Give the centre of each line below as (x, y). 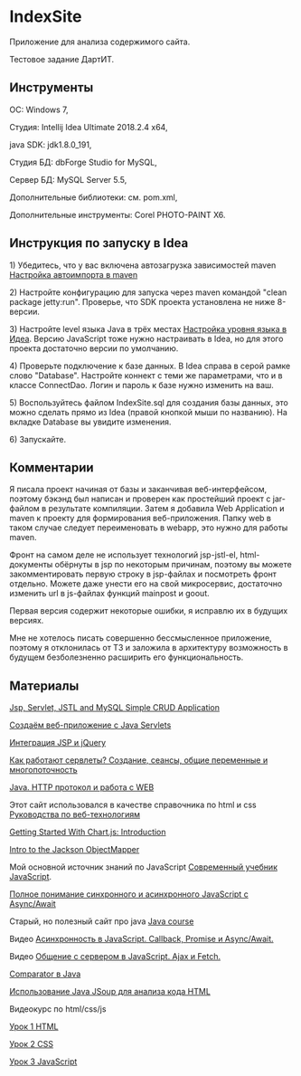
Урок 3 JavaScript (43, 1062)
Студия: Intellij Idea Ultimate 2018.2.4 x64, (89, 127)
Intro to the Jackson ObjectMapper (75, 850)
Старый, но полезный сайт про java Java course (102, 921)
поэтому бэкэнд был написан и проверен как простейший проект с (140, 499)
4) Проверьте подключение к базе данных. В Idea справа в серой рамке (150, 366)
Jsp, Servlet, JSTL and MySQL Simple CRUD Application (114, 708)
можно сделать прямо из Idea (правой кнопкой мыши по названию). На (148, 412)
